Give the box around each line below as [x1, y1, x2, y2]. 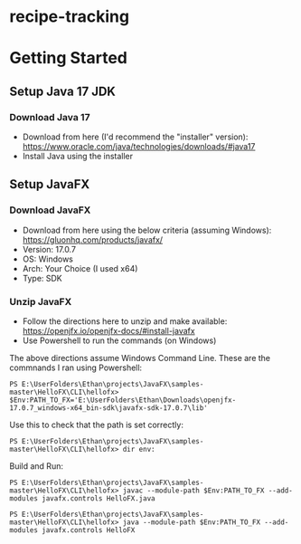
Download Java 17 [9, 110, 90, 123]
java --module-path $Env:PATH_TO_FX [122, 518, 260, 527]
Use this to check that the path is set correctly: [9, 419, 183, 431]
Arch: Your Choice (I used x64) [22, 262, 138, 273]
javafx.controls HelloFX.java [42, 494, 155, 503]
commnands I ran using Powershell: [9, 362, 143, 373]
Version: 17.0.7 [22, 243, 77, 254]
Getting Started [9, 48, 128, 69]
